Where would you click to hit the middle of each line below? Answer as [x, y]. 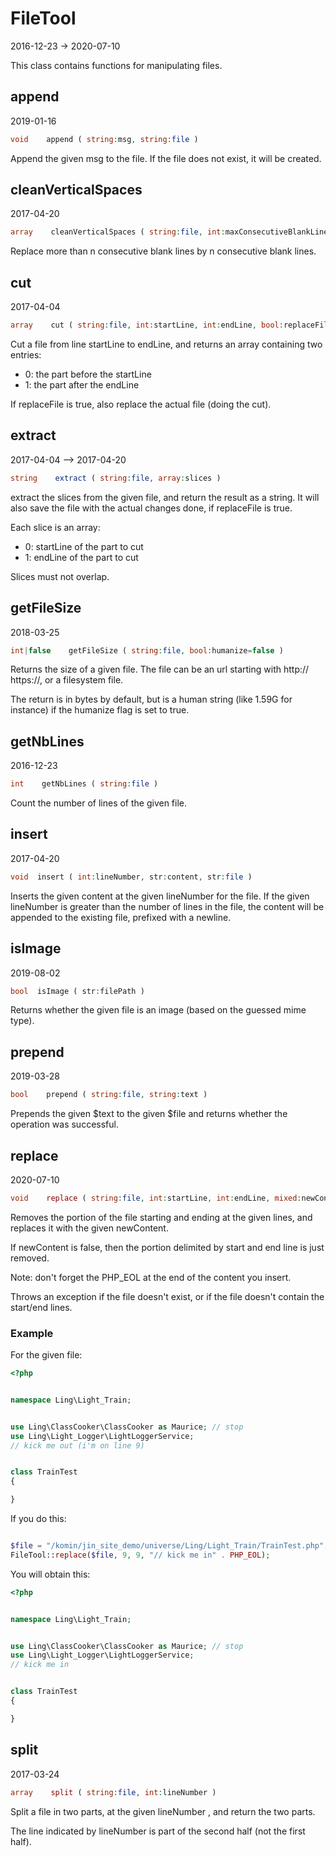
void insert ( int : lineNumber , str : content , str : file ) [131, 877]
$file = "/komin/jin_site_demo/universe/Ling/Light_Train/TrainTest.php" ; [169, 1546]
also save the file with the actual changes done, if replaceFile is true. [151, 508]
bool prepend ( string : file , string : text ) [109, 1095]
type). [22, 1021]
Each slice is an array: [55, 527]
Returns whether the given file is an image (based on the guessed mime [158, 1010]
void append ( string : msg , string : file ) [104, 139]
